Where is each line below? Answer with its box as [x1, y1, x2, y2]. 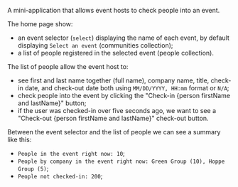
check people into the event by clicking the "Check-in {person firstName [17, 92, 231, 100]
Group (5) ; [17, 164, 49, 173]
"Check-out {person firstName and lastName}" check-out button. [17, 114, 209, 122]
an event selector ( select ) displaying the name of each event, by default [17, 33, 229, 42]
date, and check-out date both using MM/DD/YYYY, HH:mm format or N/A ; [24, 84, 229, 92]
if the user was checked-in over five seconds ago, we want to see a [17, 107, 217, 114]
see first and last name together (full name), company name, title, [17, 76, 210, 85]
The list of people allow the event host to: [7, 63, 129, 70]
